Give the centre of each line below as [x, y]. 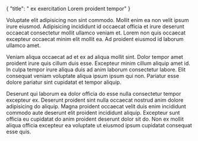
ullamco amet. [23, 45]
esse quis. [19, 131]
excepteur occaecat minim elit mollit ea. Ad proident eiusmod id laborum [95, 39]
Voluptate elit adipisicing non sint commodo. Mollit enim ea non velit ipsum [98, 20]
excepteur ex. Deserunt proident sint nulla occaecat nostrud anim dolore [95, 100]
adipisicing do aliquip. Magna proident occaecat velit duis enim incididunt [96, 106]
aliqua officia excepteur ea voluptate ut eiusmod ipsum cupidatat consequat [99, 125]
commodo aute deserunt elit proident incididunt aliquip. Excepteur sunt [93, 113]
